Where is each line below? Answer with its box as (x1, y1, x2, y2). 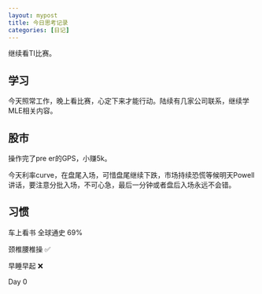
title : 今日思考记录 (8, 19, 68, 27)
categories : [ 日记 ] (8, 26, 70, 34)
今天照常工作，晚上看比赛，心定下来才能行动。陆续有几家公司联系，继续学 (8, 96, 249, 106)
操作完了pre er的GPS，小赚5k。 (8, 154, 112, 163)
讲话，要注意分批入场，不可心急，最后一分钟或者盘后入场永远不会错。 (8, 180, 236, 189)
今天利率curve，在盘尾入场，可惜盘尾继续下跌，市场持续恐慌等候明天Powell (8, 171, 255, 179)
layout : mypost (8, 11, 58, 20)
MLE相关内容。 (8, 106, 57, 116)
